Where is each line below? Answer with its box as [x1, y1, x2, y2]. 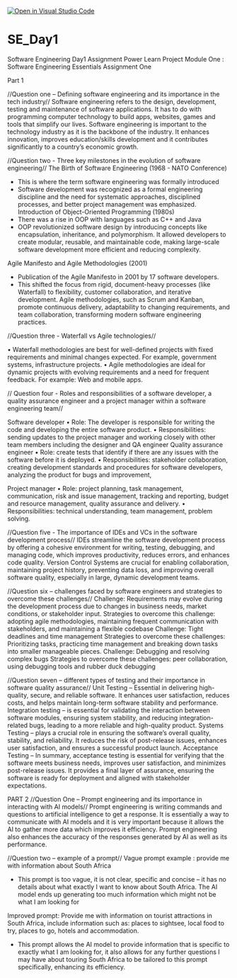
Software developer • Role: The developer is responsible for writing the [7, 418, 215, 426]
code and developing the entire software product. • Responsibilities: [7, 425, 207, 433]
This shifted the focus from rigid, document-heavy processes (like [17, 280, 211, 288]
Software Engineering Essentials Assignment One [7, 62, 152, 71]
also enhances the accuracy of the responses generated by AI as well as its [7, 832, 228, 841]
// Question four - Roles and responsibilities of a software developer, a [7, 389, 212, 397]
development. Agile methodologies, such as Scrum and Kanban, [17, 295, 205, 304]
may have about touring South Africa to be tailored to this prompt [17, 955, 208, 963]
